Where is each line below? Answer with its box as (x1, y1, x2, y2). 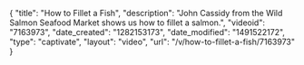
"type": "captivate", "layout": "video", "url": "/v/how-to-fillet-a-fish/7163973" (9, 36, 295, 47)
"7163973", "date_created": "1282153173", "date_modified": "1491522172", (9, 27, 286, 37)
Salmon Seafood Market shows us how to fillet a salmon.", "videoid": (9, 17, 266, 28)
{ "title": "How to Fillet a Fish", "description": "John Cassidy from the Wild (9, 8, 283, 18)
